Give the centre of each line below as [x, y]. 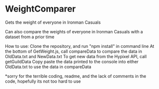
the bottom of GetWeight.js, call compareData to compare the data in [74, 51]
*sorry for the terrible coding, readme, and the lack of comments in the [76, 76]
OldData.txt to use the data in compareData [48, 67]
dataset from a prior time [30, 37]
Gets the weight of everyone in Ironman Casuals [53, 22]
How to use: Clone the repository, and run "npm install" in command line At [80, 46]
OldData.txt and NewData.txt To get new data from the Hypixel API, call [76, 56]
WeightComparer [40, 9]
